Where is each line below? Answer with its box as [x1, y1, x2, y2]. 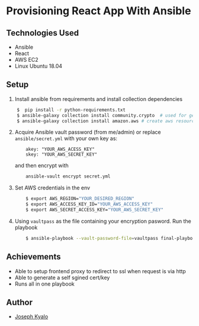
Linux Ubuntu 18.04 [14, 62, 63, 69]
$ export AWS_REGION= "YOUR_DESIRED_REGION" [25, 196, 134, 202]
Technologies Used [6, 28, 79, 38]
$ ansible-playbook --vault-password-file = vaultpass [25, 235, 159, 241]
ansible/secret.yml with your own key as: [14, 135, 117, 142]
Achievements [6, 252, 61, 262]
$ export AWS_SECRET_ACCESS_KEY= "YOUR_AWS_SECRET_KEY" [25, 207, 164, 213]
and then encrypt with [14, 162, 69, 169]
